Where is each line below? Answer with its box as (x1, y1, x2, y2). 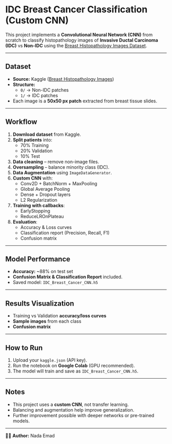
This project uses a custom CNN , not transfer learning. (12, 401, 129, 407)
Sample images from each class (12, 318, 82, 325)
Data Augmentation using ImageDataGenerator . (12, 169, 112, 175)
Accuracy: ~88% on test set (12, 269, 73, 275)
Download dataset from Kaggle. (12, 131, 81, 137)
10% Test (20, 153, 40, 159)
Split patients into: (12, 136, 53, 143)
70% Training (20, 142, 49, 148)
